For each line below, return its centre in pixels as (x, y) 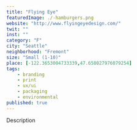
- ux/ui (27, 86)
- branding (31, 74)
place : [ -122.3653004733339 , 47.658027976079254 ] (69, 63)
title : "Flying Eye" (33, 12)
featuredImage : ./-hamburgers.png (50, 18)
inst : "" (17, 35)
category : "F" (24, 40)
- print (27, 80)
